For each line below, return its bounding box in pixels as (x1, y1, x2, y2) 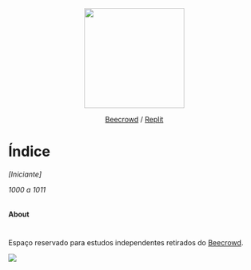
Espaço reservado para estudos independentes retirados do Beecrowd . (8, 237, 244, 247)
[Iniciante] (8, 169, 42, 179)
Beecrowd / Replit (105, 115, 164, 124)
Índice (8, 143, 50, 161)
